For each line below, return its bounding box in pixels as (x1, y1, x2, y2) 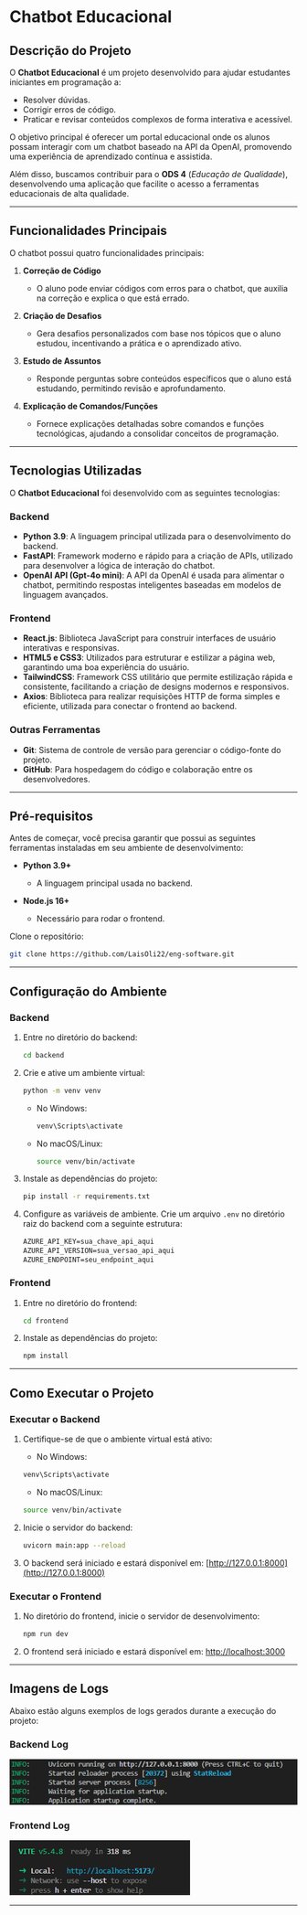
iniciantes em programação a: (9, 77, 122, 88)
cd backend (22, 1050, 65, 1059)
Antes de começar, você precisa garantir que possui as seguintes (9, 833, 256, 844)
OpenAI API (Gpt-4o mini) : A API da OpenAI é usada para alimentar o (22, 569, 285, 580)
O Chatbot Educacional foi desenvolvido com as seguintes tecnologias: (9, 487, 281, 498)
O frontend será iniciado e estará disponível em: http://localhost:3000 (22, 1645, 286, 1656)
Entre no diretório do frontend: (22, 1297, 138, 1308)
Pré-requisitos (9, 808, 94, 824)
